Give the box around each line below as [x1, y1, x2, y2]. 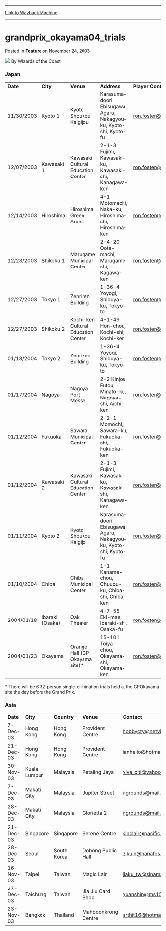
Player [133, 83, 149, 89]
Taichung [25, 891, 47, 898]
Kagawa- [100, 269, 123, 276]
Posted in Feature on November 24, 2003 [5, 48, 90, 54]
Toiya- [100, 640, 116, 647]
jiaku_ [123, 871, 136, 878]
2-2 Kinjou [100, 376, 126, 383]
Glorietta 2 [82, 809, 107, 816]
